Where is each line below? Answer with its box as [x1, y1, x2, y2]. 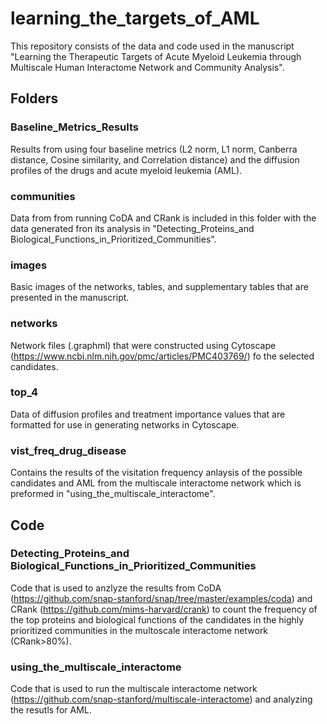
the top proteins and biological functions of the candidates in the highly [10, 613, 305, 626]
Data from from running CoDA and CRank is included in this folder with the [10, 212, 317, 224]
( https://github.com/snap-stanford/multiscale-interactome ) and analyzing [10, 693, 313, 706]
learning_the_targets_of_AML [10, 7, 260, 30]
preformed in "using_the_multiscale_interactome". [10, 488, 216, 500]
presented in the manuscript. [10, 292, 130, 304]
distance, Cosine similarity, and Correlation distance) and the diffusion [10, 153, 300, 166]
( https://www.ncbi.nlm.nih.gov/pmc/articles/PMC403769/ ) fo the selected [10, 350, 315, 362]
